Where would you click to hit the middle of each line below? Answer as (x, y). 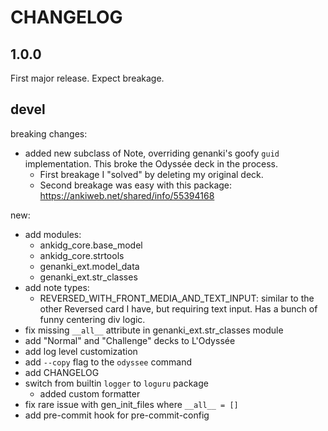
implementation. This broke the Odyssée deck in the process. (151, 163)
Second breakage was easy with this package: (136, 185)
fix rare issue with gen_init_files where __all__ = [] (131, 404)
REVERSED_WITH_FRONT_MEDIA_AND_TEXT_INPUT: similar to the (177, 298)
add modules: (53, 234)
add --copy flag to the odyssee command (108, 362)
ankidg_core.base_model (91, 245)
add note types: (57, 287)
